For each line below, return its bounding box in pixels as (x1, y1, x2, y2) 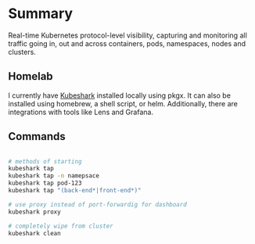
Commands (8, 130, 66, 143)
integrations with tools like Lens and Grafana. (8, 107, 154, 117)
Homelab (8, 70, 53, 83)
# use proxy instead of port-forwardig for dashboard (8, 200, 188, 208)
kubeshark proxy (8, 208, 61, 216)
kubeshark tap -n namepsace (8, 172, 100, 180)
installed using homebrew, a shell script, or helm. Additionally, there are (8, 99, 239, 108)
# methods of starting (8, 157, 82, 165)
